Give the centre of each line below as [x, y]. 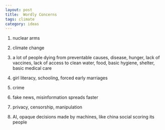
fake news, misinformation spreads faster [55, 97]
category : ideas [22, 24]
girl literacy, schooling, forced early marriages [60, 78]
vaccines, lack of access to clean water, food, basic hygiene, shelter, [84, 63]
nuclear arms [26, 38]
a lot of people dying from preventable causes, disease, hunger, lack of [86, 58]
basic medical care [32, 68]
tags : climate [20, 19]
